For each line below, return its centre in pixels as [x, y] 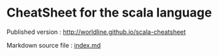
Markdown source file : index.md [54, 45]
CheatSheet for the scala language [109, 13]
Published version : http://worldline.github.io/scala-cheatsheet [96, 32]
